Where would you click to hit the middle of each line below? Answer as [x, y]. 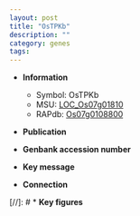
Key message [48, 167]
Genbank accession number [76, 150]
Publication [44, 132]
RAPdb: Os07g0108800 [79, 114]
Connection [45, 185]
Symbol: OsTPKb [67, 95]
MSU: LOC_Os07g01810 [79, 104]
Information [45, 77]
